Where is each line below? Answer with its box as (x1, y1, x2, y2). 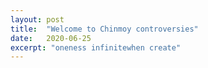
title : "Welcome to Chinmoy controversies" (10, 24, 199, 34)
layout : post (10, 14, 65, 25)
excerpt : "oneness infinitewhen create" (10, 42, 182, 53)
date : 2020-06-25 (10, 33, 92, 43)
